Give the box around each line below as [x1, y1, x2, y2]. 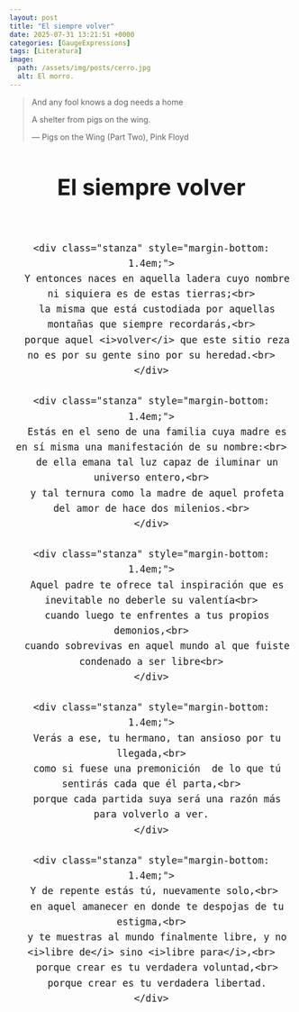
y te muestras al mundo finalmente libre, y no [26, 930, 287, 943]
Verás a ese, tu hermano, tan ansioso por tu [32, 732, 282, 744]
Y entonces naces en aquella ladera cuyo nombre [23, 272, 290, 285]
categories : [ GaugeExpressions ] [9, 38, 131, 48]
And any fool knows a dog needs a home [31, 96, 184, 107]
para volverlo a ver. [93, 808, 210, 821]
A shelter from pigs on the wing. [31, 114, 151, 124]
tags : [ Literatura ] [9, 47, 83, 56]
